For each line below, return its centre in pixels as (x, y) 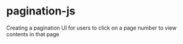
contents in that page (33, 34)
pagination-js (41, 11)
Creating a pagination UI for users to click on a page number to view (91, 28)
